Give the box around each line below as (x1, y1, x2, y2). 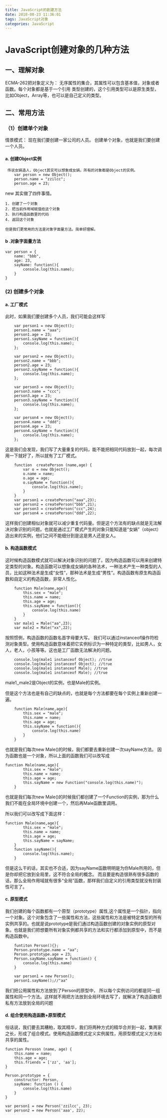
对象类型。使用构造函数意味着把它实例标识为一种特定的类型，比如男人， (9, 640, 158, 647)
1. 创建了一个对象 (5, 201, 38, 206)
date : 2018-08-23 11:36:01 (5, 12, 61, 17)
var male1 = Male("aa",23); (14, 620, 72, 626)
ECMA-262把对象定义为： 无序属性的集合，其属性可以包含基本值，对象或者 (5, 80, 160, 86)
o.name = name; (23, 472, 55, 477)
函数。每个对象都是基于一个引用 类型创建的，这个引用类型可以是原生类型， (5, 86, 159, 92)
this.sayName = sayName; (23, 838, 75, 843)
